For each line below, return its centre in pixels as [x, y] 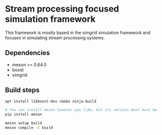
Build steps [22, 90]
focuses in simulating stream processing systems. [55, 38]
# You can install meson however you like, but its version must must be [81, 110]
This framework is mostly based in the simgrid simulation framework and [78, 32]
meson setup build [24, 123]
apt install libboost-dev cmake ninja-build [51, 101]
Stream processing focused [62, 9]
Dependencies [27, 53]
